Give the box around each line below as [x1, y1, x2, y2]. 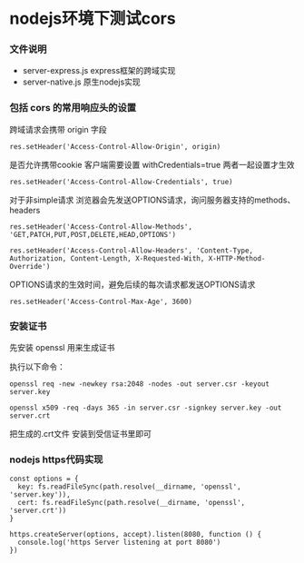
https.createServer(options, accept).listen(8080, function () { [9, 530, 261, 539]
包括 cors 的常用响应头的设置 [9, 102, 137, 114]
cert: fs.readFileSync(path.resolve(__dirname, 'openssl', [17, 499, 246, 508]
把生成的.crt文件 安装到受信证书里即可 [9, 429, 152, 440]
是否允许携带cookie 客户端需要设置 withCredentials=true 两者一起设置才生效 [9, 159, 295, 170]
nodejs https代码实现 [9, 453, 103, 466]
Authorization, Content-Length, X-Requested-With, [9, 253, 205, 263]
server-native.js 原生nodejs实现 [22, 76, 141, 87]
